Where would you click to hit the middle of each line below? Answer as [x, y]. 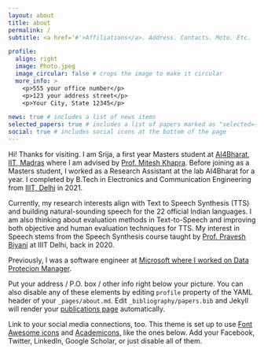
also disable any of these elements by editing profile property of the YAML [130, 292]
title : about [29, 23]
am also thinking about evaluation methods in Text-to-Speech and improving [132, 219]
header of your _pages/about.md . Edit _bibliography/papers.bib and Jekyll [128, 300]
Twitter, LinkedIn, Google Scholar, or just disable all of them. [105, 340]
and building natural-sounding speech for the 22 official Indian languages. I [130, 211]
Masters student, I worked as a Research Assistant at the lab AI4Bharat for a [132, 171]
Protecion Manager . [40, 268]
